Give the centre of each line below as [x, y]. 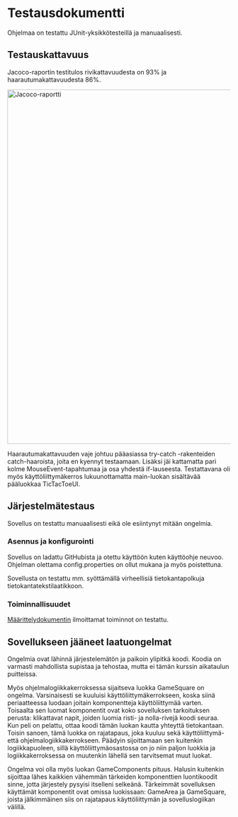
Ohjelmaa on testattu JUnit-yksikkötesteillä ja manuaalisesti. [95, 33]
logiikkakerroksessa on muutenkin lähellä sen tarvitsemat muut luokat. [110, 755]
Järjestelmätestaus [51, 506]
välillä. [17, 806]
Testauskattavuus [48, 55]
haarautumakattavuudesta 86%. [54, 79]
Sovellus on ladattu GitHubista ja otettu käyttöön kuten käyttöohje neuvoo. [115, 557]
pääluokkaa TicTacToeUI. [44, 484]
